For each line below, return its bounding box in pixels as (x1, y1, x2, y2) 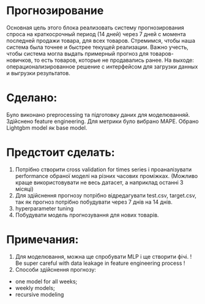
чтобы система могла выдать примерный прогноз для (6, 50, 149, 57)
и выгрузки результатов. (6, 69, 70, 76)
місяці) (15, 185, 34, 193)
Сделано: (6, 91, 58, 105)
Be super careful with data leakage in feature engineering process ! (15, 259, 185, 267)
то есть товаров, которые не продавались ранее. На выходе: (34, 56, 195, 64)
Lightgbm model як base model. (6, 124, 88, 132)
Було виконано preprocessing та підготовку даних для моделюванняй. (6, 111, 190, 118)
